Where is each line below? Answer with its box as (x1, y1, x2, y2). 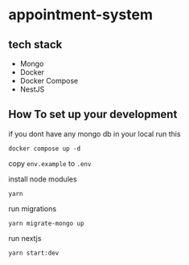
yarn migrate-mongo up (8, 219, 84, 227)
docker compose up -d (8, 145, 81, 153)
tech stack (8, 38, 63, 51)
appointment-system (8, 6, 153, 24)
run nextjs (8, 233, 42, 243)
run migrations (8, 203, 57, 214)
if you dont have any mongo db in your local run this (8, 128, 181, 138)
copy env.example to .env (8, 158, 92, 168)
